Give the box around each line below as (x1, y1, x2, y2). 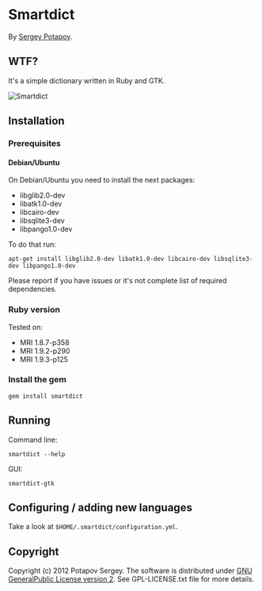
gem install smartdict (8, 392, 83, 400)
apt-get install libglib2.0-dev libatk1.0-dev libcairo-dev (8, 255, 211, 263)
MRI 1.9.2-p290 (19, 346, 70, 355)
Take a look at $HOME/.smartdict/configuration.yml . (8, 522, 178, 532)
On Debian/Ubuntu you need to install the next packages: (8, 175, 196, 185)
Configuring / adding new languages (8, 501, 192, 515)
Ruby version (8, 304, 61, 315)
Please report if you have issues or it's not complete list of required (8, 276, 227, 286)
